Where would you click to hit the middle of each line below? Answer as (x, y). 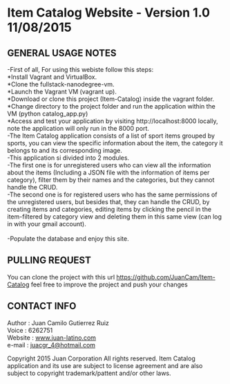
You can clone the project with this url (61, 277)
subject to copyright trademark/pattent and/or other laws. (89, 373)
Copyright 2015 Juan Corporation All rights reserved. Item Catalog (101, 358)
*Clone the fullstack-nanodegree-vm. (61, 84)
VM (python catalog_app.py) (48, 113)
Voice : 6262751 (30, 330)
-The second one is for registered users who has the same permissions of (112, 194)
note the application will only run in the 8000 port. (78, 128)
